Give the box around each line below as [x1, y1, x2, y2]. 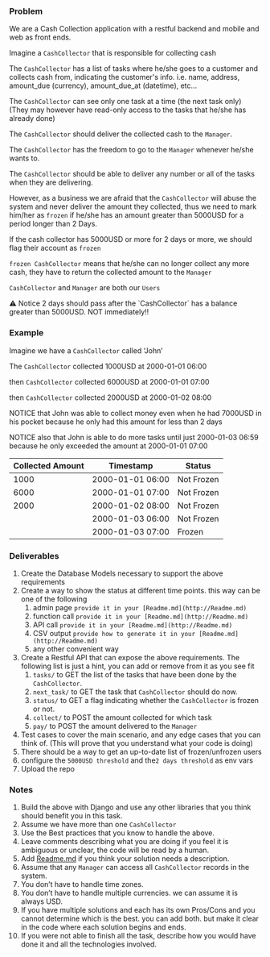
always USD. [20, 897, 63, 906]
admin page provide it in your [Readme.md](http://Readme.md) [32, 602, 247, 612]
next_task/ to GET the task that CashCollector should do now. [32, 687, 238, 697]
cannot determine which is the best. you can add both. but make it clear [20, 913, 260, 924]
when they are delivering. [9, 177, 93, 187]
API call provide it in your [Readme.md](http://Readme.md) [32, 619, 233, 630]
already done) [9, 114, 55, 123]
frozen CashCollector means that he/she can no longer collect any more [9, 259, 250, 268]
